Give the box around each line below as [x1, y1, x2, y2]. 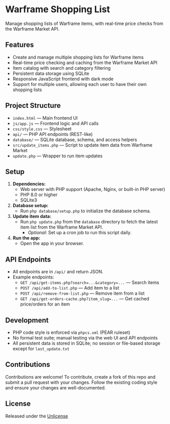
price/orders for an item [20, 301, 70, 307]
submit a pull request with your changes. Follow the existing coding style [5, 379, 157, 385]
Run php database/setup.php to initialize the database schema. [20, 208, 151, 214]
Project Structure [5, 101, 61, 110]
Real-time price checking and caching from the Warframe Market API [12, 60, 158, 66]
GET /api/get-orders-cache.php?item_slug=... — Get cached [20, 296, 150, 302]
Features [5, 41, 34, 49]
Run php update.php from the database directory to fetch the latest [20, 219, 158, 225]
